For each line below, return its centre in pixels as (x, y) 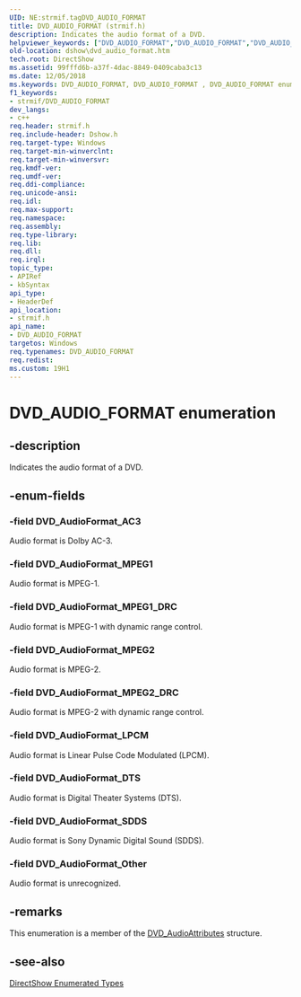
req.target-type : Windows (57, 143)
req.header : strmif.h (50, 127)
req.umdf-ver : (36, 176)
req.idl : (26, 202)
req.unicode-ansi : (43, 193)
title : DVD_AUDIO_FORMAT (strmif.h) (77, 26)
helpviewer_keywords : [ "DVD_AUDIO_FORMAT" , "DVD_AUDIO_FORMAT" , (130, 43)
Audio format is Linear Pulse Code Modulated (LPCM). (109, 754)
